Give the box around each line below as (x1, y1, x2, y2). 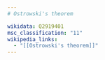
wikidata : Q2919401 (7, 22, 64, 30)
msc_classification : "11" (7, 29, 83, 36)
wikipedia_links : (7, 36, 58, 43)
